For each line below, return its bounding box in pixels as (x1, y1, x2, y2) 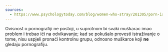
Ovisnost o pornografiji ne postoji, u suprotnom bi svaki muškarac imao (5, 25, 152, 31)
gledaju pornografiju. (5, 41, 48, 47)
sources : (5, 7, 23, 12)
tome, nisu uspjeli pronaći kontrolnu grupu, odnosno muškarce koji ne (5, 36, 149, 42)
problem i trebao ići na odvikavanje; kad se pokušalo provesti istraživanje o (5, 31, 160, 37)
